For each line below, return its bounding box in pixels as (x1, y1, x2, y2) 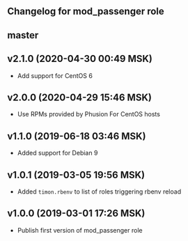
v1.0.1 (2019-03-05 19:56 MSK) (7, 169, 146, 180)
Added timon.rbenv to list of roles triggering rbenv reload (17, 187, 182, 196)
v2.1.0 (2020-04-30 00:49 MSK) (7, 53, 153, 65)
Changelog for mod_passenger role (7, 6, 165, 17)
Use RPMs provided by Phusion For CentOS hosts (17, 110, 160, 118)
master (7, 29, 39, 41)
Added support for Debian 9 (17, 149, 98, 157)
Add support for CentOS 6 (17, 71, 93, 79)
